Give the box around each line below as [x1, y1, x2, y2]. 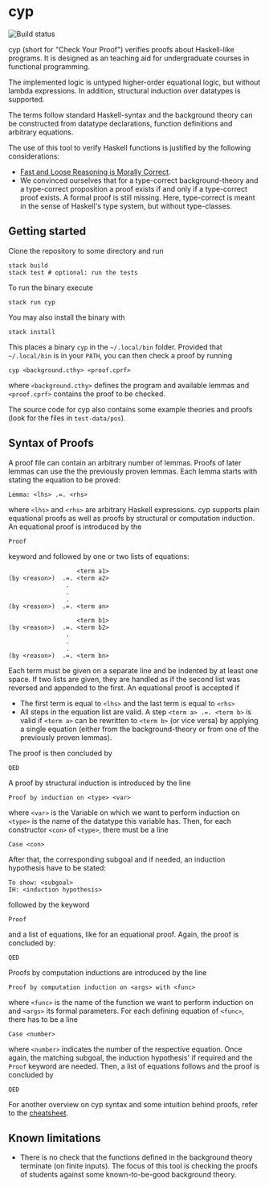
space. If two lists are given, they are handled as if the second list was [8, 674, 241, 684]
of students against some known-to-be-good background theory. [19, 1170, 237, 1180]
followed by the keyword [8, 900, 90, 909]
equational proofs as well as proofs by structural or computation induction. [8, 513, 255, 523]
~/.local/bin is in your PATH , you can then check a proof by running [8, 350, 233, 360]
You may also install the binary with [8, 312, 126, 322]
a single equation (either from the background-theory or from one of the [19, 724, 259, 734]
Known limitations [8, 1131, 101, 1145]
